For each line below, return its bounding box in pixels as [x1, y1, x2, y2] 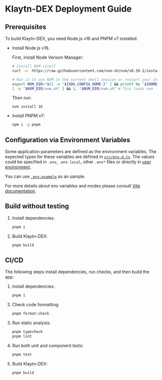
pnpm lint [12, 334, 32, 339]
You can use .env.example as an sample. [5, 173, 86, 179]
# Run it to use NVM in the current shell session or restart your [12, 77, 151, 82]
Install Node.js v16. [12, 45, 50, 51]
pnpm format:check [12, 311, 49, 316]
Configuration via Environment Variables [5, 136, 131, 144]
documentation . [5, 188, 37, 194]
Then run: [12, 95, 32, 101]
